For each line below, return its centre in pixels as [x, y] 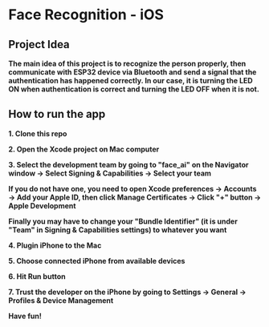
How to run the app [57, 114]
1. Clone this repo [38, 133]
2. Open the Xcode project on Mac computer [84, 149]
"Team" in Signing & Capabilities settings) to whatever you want [118, 229]
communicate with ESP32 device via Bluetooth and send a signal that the [132, 72]
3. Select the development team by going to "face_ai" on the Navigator [128, 164]
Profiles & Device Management [61, 300]
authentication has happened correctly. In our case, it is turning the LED [130, 81]
